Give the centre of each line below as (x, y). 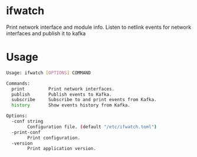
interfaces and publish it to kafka (46, 33)
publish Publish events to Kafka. (62, 94)
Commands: (18, 83)
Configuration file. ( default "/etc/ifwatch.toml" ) (92, 127)
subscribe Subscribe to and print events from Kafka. (84, 100)
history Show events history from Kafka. (71, 105)
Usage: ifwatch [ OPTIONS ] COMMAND (49, 73)
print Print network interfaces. (63, 89)
